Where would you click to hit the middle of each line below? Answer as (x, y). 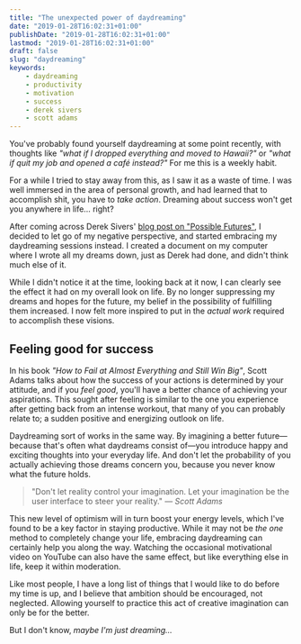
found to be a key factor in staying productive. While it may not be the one (146, 528)
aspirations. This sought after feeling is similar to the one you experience (144, 399)
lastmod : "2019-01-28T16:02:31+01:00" (82, 43)
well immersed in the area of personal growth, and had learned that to (138, 190)
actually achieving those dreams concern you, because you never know (142, 464)
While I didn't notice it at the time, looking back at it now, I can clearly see (145, 282)
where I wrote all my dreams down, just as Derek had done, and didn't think (149, 255)
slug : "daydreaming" (48, 59)
